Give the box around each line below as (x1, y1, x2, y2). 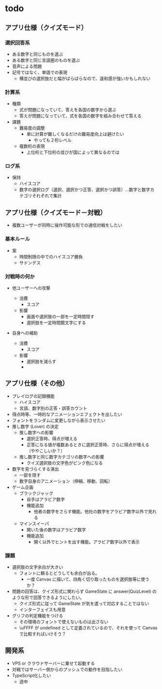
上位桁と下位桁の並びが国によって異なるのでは (26, 149, 120, 155)
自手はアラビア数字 (26, 496, 65, 502)
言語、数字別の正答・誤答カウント (19, 405, 88, 411)
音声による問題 (12, 63, 42, 69)
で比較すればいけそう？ (19, 631, 66, 637)
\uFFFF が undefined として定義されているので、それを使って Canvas (19, 625, 158, 631)
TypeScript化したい (12, 672, 51, 678)
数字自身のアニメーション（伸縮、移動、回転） (19, 478, 113, 484)
